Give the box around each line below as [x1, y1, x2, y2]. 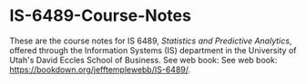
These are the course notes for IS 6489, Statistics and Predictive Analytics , [9, 35, 292, 46]
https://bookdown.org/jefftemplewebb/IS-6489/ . [9, 64, 191, 75]
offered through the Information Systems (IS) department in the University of [9, 44, 297, 55]
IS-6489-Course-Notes [9, 5, 191, 26]
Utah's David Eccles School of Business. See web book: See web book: [9, 54, 278, 65]
